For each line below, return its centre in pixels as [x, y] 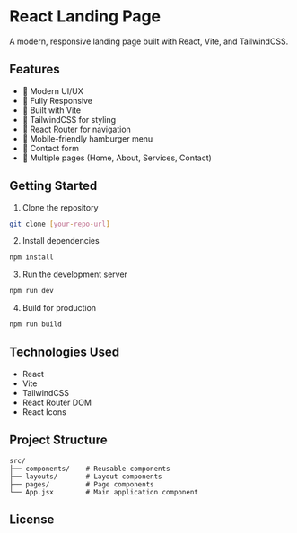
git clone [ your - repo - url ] [60, 224]
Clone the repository [60, 207]
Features [35, 69]
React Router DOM [57, 402]
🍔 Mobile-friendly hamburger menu [87, 138]
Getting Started [53, 186]
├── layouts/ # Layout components [86, 477]
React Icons [44, 412]
